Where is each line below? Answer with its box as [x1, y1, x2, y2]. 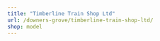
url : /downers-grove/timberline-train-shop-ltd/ [7, 17, 154, 24]
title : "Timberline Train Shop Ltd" [7, 10, 115, 17]
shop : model [7, 23, 42, 30]
